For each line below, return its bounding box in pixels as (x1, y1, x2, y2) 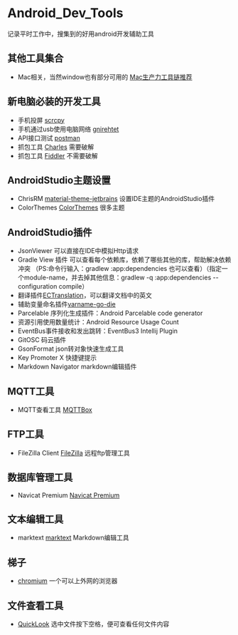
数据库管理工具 (7, 472, 73, 484)
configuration (17, 282, 58, 291)
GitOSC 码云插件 (17, 336, 67, 344)
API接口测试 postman (17, 133, 80, 142)
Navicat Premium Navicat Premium (17, 490, 120, 500)
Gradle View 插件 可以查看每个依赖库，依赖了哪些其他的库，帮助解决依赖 (17, 255, 232, 264)
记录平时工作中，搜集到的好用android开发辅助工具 (7, 29, 155, 38)
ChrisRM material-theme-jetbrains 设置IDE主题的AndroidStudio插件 (17, 195, 215, 203)
